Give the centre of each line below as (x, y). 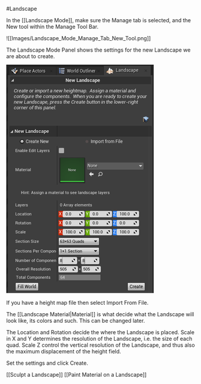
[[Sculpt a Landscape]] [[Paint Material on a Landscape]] (76, 375)
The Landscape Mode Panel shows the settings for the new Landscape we (98, 50)
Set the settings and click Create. (47, 363)
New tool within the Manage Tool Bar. (52, 27)
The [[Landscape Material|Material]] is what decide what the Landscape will (100, 314)
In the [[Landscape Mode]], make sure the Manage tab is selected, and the (98, 20)
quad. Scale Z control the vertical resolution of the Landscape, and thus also (100, 345)
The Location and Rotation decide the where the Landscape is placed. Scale (100, 332)
